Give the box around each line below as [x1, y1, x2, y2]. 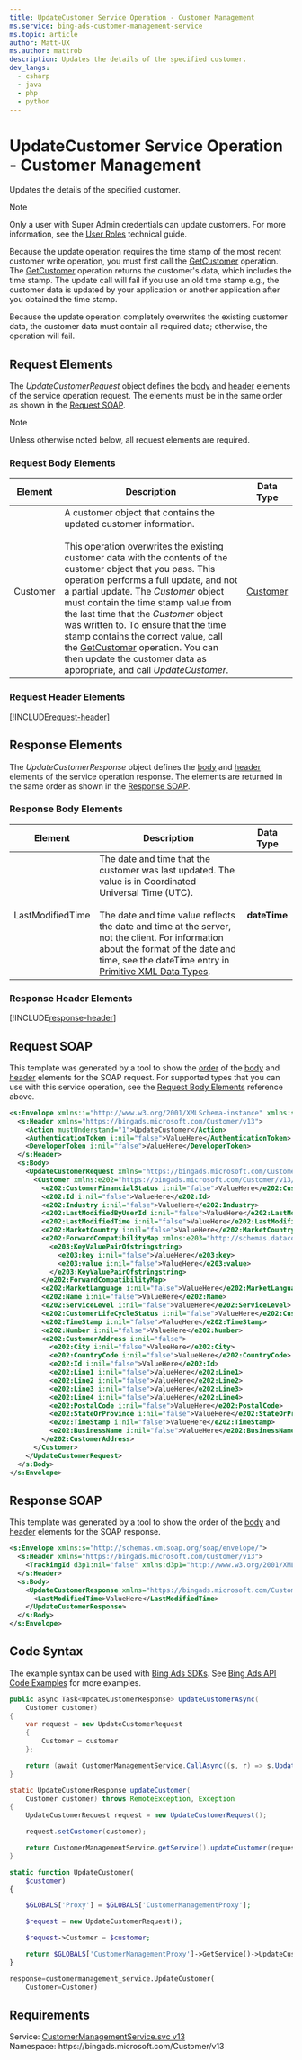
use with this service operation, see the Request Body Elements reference [9, 1081, 283, 1092]
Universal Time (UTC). [98, 886, 193, 899]
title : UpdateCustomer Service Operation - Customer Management [9, 13, 255, 22]
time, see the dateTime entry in [98, 954, 230, 966]
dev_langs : [9, 64, 50, 73]
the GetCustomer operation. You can [64, 641, 218, 654]
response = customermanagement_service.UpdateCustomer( [9, 1974, 216, 1984]
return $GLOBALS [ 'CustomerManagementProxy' [25, 1949, 191, 1959]
